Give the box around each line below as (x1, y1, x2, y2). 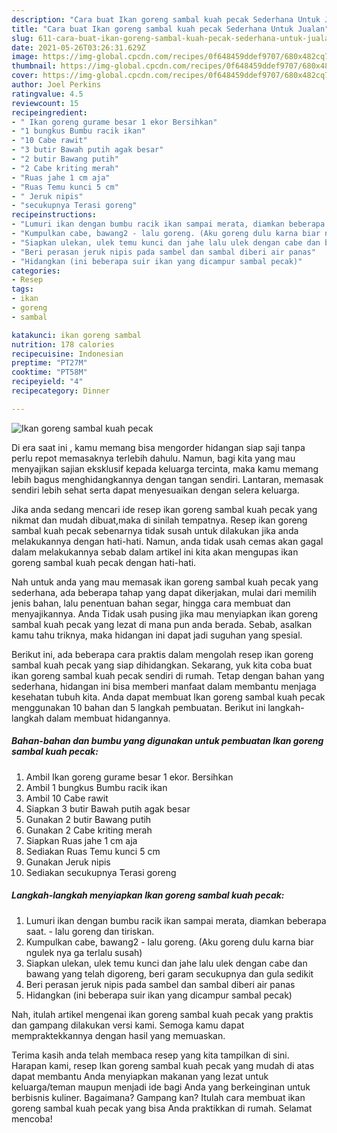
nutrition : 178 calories (11, 339, 115, 350)
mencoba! (11, 1112, 53, 1125)
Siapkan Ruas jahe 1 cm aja (25, 834, 138, 846)
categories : (11, 266, 61, 276)
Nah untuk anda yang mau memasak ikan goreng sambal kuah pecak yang (11, 576, 319, 588)
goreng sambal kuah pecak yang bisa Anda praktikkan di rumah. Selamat (11, 1102, 313, 1114)
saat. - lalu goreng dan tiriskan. (25, 925, 155, 937)
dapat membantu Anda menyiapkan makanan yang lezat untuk (11, 1070, 269, 1082)
